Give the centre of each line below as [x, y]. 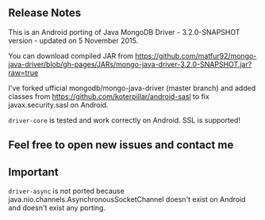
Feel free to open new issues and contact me [121, 145]
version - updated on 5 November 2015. [73, 40]
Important [33, 172]
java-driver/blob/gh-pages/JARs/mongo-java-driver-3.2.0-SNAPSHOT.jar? [130, 64]
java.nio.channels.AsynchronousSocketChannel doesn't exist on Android [127, 199]
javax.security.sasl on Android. [58, 104]
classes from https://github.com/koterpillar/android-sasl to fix [109, 96]
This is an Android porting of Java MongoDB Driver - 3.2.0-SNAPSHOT [124, 32]
